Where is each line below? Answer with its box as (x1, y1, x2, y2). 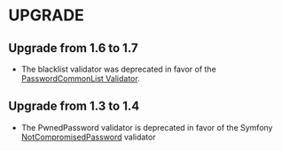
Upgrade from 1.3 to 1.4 (8, 99, 140, 114)
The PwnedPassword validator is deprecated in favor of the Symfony (20, 122, 273, 132)
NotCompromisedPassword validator (20, 132, 156, 142)
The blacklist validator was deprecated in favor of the (20, 64, 216, 74)
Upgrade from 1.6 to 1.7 (8, 41, 138, 56)
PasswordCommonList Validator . (20, 73, 140, 84)
